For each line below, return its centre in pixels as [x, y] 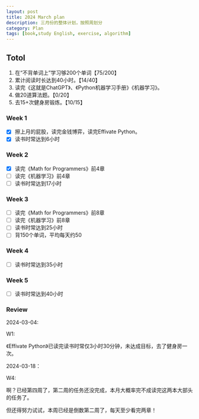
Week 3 [17, 199]
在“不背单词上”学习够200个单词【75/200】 [67, 72]
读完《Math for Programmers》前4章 [60, 168]
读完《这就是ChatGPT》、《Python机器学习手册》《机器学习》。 [89, 87]
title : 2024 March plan [36, 17]
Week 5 [17, 280]
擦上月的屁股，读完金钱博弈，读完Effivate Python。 [78, 132]
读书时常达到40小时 [39, 294]
